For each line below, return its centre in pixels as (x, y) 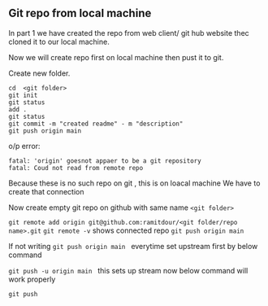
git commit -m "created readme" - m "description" (96, 124)
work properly (32, 279)
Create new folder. (39, 73)
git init (23, 95)
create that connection (46, 191)
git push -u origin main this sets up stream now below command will (128, 270)
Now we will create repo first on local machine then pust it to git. (116, 57)
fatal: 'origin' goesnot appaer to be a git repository (105, 161)
